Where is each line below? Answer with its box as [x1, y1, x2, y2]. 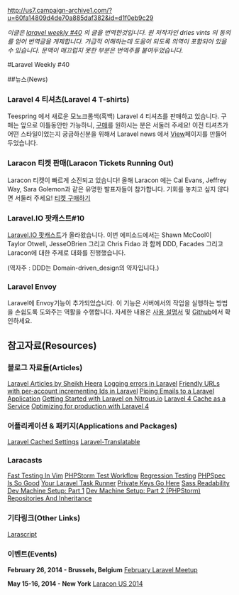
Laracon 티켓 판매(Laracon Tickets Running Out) [7, 158, 174, 168]
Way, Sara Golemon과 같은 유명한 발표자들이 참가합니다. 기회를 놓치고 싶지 [7, 184, 216, 193]
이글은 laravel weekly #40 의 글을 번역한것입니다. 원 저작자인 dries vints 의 [7, 28, 218, 36]
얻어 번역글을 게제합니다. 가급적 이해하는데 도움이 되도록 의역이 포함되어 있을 [14, 37, 227, 46]
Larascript [7, 530, 38, 538]
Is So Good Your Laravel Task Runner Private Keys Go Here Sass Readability [7, 479, 230, 488]
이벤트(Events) [7, 549, 57, 559]
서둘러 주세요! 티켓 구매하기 [14, 194, 91, 202]
